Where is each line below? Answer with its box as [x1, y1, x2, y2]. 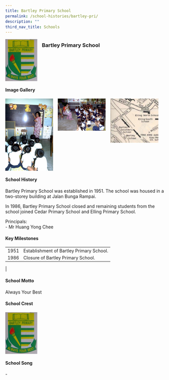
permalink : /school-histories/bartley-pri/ [5, 13, 99, 19]
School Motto [5, 278, 34, 283]
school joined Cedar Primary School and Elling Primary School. [5, 209, 137, 215]
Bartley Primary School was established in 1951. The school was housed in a [5, 188, 164, 194]
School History [5, 177, 37, 183]
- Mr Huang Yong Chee [5, 224, 54, 230]
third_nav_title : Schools [5, 24, 60, 30]
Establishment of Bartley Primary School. [23, 247, 109, 254]
